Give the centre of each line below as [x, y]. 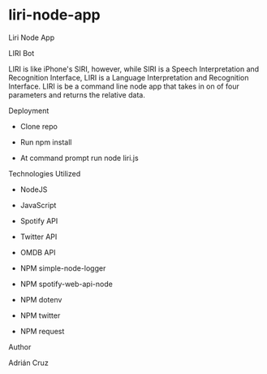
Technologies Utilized [45, 173]
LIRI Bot [22, 53]
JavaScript [38, 205]
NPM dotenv [41, 299]
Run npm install [46, 142]
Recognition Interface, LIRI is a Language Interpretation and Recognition [129, 77]
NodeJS [34, 189]
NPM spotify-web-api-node [67, 284]
